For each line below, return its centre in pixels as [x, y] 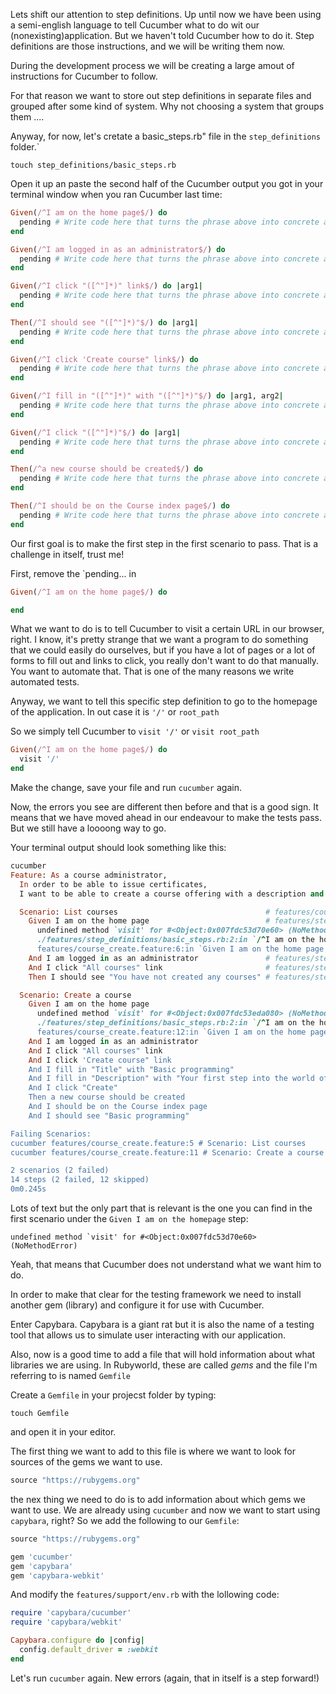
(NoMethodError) [44, 1246]
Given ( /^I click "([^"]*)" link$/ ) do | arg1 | [106, 286]
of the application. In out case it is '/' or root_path [115, 712]
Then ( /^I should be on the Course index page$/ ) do [120, 506]
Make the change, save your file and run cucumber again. [126, 787]
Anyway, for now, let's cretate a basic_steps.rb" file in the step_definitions [166, 136]
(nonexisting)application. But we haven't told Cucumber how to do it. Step [162, 35]
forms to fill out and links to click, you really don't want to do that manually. [165, 661]
